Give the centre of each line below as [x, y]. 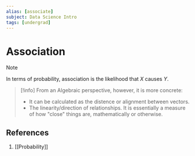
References [27, 133]
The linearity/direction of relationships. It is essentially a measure [107, 108]
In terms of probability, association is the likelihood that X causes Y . [88, 79]
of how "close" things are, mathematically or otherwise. [96, 114]
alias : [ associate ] [30, 11]
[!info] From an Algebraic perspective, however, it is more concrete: [101, 90]
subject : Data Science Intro [41, 17]
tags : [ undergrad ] [28, 22]
